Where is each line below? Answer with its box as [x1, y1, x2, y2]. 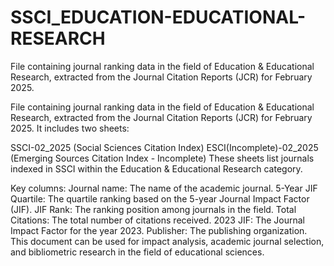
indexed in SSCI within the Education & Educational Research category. [10, 162, 303, 175]
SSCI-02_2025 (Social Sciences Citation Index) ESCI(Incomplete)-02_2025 [10, 141, 319, 153]
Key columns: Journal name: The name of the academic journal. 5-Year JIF [10, 182, 318, 194]
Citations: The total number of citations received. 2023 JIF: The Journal [10, 214, 305, 226]
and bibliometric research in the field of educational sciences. [10, 246, 265, 258]
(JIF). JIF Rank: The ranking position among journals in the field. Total [10, 203, 297, 215]
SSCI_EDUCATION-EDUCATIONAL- [10, 6, 307, 29]
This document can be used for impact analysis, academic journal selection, [10, 235, 325, 247]
